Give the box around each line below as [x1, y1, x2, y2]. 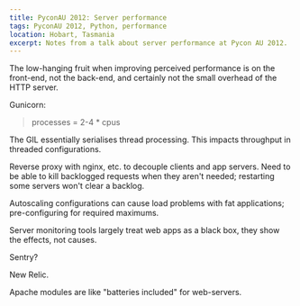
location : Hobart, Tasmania [9, 30, 115, 39]
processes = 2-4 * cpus [31, 117, 121, 128]
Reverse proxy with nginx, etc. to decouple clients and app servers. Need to [9, 161, 291, 172]
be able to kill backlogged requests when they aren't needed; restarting [9, 171, 275, 182]
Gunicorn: [9, 100, 47, 111]
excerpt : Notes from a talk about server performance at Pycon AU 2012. [9, 38, 288, 48]
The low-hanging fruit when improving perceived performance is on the [9, 63, 276, 74]
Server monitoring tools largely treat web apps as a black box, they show [9, 225, 280, 236]
